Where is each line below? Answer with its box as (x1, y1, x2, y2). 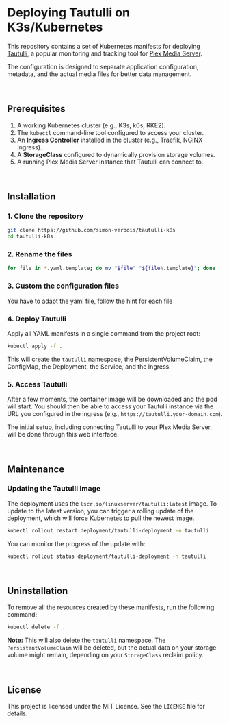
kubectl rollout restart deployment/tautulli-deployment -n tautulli (7, 527, 210, 534)
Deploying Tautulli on (7, 5, 131, 21)
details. (7, 709, 28, 718)
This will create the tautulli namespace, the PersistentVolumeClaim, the (7, 355, 213, 363)
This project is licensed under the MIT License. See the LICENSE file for (7, 702, 205, 711)
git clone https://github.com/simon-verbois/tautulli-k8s (7, 227, 176, 234)
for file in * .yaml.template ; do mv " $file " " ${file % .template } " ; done (7, 265, 216, 272)
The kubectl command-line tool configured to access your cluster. (16, 128, 204, 136)
